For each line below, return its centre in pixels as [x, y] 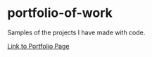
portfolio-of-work [60, 13]
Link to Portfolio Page [38, 46]
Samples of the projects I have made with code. [76, 32]
